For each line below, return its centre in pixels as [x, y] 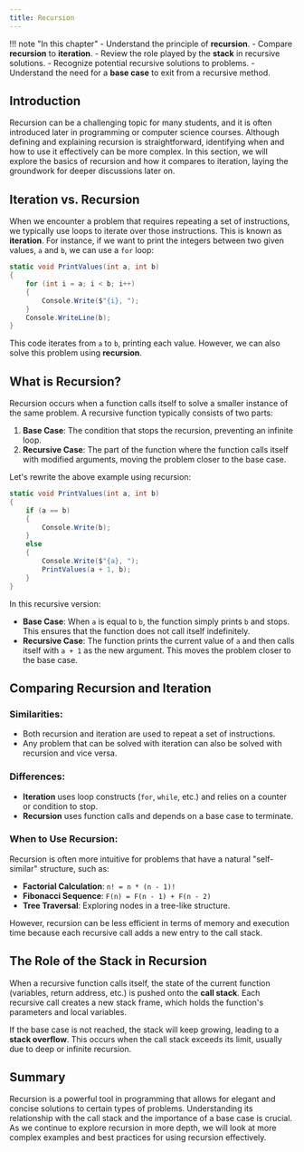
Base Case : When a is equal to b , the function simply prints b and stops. [156, 621]
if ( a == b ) [48, 510]
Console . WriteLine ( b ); [68, 317]
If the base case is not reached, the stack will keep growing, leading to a [144, 1030]
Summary [38, 1077]
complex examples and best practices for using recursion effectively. [138, 1137]
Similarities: [36, 714]
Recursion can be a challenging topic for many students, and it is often [141, 122]
